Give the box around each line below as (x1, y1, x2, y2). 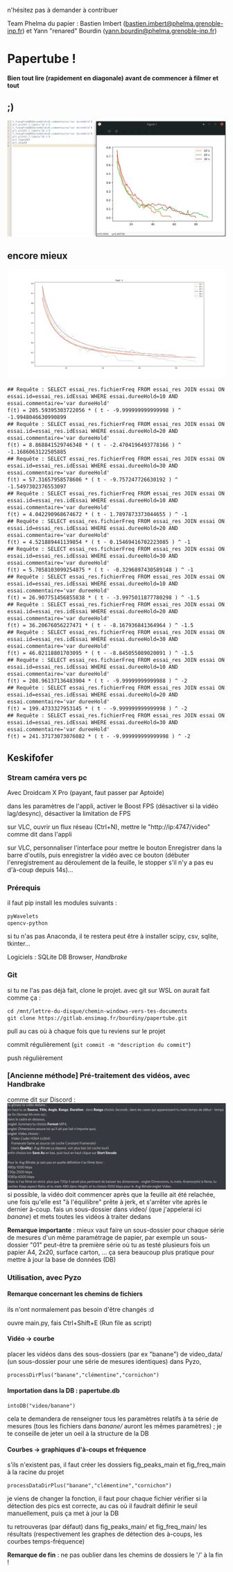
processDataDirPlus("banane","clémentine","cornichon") (7, 1483, 172, 1489)
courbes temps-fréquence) (7, 1537, 85, 1546)
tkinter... (7, 939, 31, 948)
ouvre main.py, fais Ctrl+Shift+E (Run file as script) (7, 1318, 153, 1327)
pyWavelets (7, 913, 39, 920)
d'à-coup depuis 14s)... (7, 865, 74, 873)
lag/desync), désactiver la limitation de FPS (7, 809, 131, 817)
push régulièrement (7, 1054, 63, 1062)
